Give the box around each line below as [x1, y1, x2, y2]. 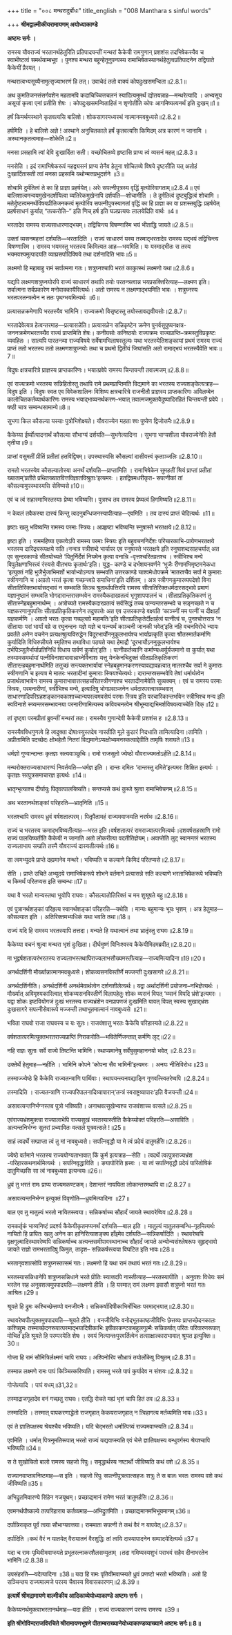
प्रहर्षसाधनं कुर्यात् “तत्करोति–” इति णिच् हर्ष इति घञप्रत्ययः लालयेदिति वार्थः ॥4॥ [7, 207, 178, 215]
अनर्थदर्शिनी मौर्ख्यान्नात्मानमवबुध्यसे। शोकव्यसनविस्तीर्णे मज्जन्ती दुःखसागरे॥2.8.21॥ [7, 968, 188, 976]
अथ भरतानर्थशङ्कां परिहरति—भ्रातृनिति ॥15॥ [7, 799, 108, 806]
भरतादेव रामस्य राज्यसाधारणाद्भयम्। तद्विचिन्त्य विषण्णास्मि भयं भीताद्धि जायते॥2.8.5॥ [7, 221, 193, 229]
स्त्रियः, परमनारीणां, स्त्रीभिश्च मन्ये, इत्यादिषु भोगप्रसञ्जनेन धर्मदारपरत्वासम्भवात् [7, 685, 173, 692]
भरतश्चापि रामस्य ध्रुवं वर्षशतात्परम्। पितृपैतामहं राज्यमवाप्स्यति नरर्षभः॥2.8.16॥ [7, 813, 178, 820]
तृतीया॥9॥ [7, 439, 32, 446]
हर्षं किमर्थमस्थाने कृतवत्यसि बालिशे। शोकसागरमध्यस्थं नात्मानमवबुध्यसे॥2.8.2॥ [7, 113, 181, 121]
